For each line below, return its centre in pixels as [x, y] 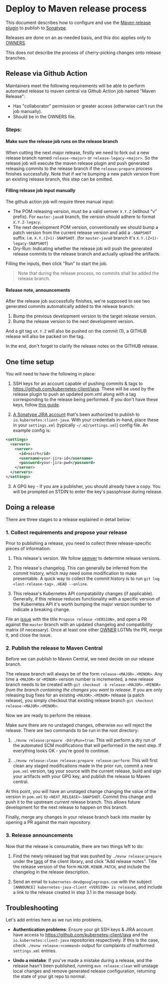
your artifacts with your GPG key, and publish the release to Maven [82, 776]
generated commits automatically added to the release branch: [70, 306]
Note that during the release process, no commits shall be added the [88, 273]
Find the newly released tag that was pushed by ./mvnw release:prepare [87, 856]
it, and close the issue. [29, 635]
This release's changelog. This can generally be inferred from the [80, 568]
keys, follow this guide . [36, 405]
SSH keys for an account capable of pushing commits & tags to [78, 383]
